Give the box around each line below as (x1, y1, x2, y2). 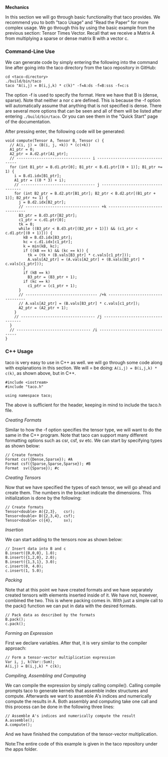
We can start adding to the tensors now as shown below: (5, 536, 123, 542)
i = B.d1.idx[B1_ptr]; (14, 174, 62, 179)
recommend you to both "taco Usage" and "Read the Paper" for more (5, 20, 149, 25)
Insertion (5, 527, 24, 533)
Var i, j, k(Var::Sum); (5, 659, 55, 664)
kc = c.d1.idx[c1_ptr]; (23, 239, 73, 244)
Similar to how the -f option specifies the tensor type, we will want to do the (5, 427, 162, 433)
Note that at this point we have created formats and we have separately (5, 586, 153, 593)
